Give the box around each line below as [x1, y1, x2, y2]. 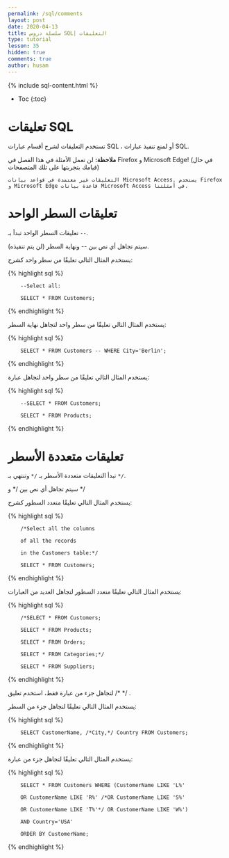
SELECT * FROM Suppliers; [20, 663, 96, 670]
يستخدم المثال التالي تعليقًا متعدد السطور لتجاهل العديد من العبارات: [8, 587, 183, 596]
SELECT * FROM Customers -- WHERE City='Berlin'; [20, 347, 167, 354]
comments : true [8, 56, 52, 63]
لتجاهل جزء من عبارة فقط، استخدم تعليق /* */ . [8, 689, 131, 697]
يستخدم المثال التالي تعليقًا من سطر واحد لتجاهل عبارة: [8, 373, 150, 381]
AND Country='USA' [20, 818, 74, 825]
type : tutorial [8, 36, 52, 43]
